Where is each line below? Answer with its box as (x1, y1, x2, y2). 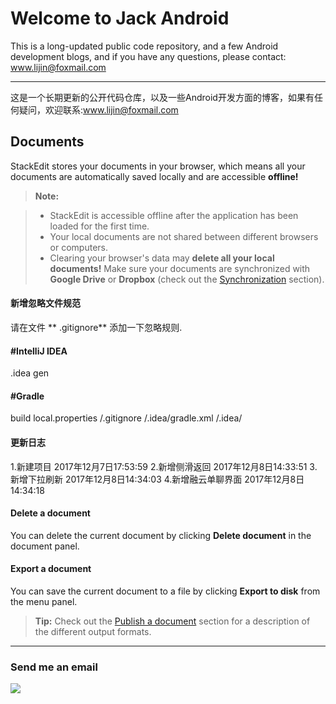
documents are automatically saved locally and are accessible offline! (10, 170, 299, 182)
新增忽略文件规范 (10, 297, 81, 309)
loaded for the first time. (49, 220, 150, 232)
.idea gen (10, 367, 50, 379)
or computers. (49, 241, 109, 253)
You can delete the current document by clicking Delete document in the (10, 529, 312, 541)
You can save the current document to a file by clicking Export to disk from (10, 585, 321, 597)
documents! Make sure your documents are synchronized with (49, 262, 311, 274)
